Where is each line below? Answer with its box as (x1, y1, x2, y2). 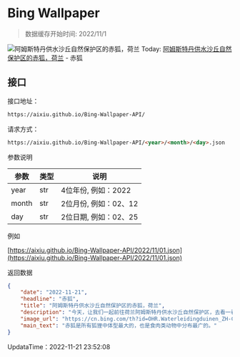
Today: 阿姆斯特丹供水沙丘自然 (141, 44, 232, 53)
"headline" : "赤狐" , (20, 296, 79, 303)
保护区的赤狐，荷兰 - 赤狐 (7, 53, 84, 62)
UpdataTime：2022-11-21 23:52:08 (7, 342, 111, 351)
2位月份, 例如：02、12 (60, 198, 139, 208)
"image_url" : (20, 315, 59, 322)
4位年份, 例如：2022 (60, 185, 131, 195)
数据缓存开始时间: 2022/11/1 (24, 29, 107, 38)
